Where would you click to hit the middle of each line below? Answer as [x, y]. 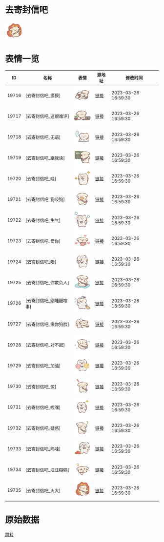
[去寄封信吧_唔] [41, 262]
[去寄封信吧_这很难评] [47, 116]
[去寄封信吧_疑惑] [43, 428]
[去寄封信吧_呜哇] [43, 449]
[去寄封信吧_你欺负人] [47, 283]
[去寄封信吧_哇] [41, 179]
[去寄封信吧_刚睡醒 [44, 300]
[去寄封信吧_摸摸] [43, 96]
